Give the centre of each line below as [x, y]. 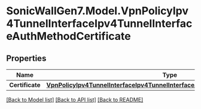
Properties [26, 58]
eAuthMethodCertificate [68, 36]
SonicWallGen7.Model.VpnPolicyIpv [97, 11]
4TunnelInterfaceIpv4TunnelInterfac [99, 24]
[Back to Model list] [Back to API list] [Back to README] [75, 100]
